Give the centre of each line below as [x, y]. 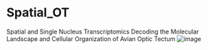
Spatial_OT [38, 13]
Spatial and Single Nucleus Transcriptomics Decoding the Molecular [103, 32]
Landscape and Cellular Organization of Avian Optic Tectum [91, 38]
